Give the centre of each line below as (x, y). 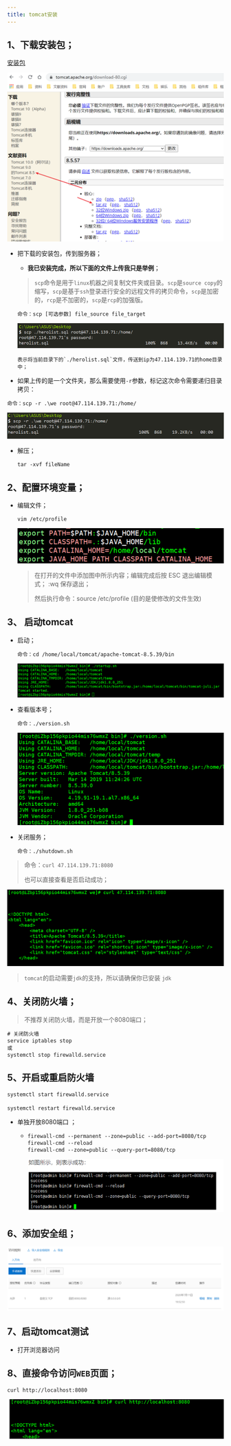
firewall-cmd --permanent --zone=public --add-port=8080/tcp (117, 1137)
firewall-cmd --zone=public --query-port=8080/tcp (101, 1150)
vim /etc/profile (42, 519)
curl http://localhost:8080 (47, 1390)
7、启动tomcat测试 (48, 1332)
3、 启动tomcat (40, 622)
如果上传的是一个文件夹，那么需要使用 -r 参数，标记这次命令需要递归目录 (120, 380)
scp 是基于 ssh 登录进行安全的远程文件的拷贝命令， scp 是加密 (136, 292)
